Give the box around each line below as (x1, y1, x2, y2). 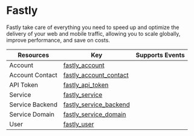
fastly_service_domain (63, 110, 126, 118)
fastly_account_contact (63, 71, 129, 79)
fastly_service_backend (63, 100, 130, 109)
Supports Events (135, 51, 186, 59)
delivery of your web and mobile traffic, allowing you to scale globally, (6, 30, 181, 37)
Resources (18, 51, 50, 59)
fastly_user (63, 120, 94, 128)
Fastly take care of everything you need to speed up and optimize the (6, 24, 179, 31)
